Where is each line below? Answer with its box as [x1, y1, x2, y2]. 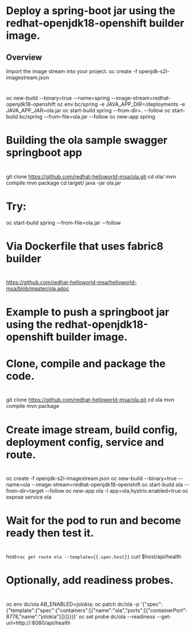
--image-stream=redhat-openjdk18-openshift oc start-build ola [31, 481, 183, 488]
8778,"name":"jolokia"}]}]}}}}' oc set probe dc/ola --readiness [6, 613, 156, 620]
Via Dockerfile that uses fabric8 [6, 239, 163, 253]
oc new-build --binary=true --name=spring [6, 95, 110, 102]
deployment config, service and [6, 435, 165, 449]
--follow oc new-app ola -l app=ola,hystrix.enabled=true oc [44, 487, 189, 494]
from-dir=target [6, 487, 44, 494]
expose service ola [6, 493, 51, 500]
